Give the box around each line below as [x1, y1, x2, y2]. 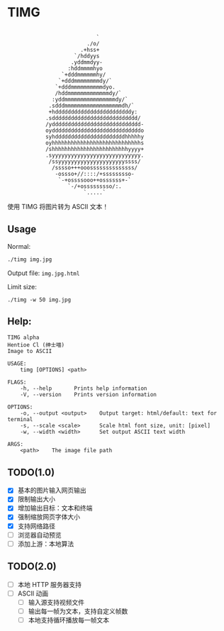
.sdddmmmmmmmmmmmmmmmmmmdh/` [48, 102, 135, 109]
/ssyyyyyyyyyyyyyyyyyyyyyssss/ [48, 157, 141, 165]
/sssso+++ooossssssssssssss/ [52, 164, 138, 171]
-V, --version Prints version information [20, 391, 157, 398]
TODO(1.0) [7, 466, 55, 479]
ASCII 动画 [17, 589, 49, 598]
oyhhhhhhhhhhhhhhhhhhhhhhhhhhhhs [45, 139, 144, 146]
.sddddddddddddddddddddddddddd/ [45, 114, 141, 121]
